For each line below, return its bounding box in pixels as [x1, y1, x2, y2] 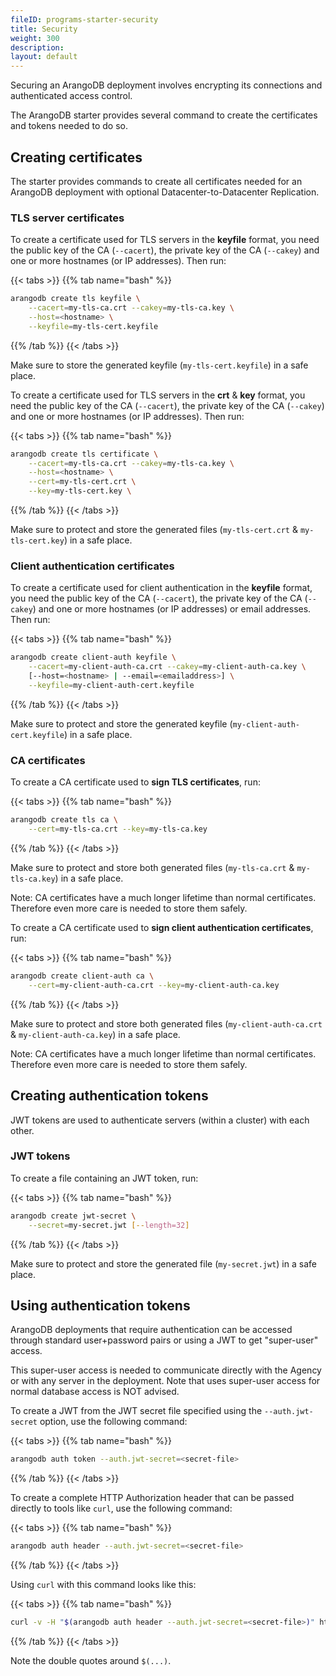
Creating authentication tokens [10, 1087, 209, 1105]
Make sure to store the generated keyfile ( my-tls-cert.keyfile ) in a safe [10, 359, 309, 371]
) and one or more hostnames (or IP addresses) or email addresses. [32, 603, 312, 615]
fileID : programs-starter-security [10, 14, 159, 25]
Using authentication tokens [10, 1297, 191, 1314]
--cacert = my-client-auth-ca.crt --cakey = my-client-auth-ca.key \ [28, 662, 307, 672]
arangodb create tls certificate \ [10, 449, 159, 459]
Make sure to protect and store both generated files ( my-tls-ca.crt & [10, 861, 295, 873]
